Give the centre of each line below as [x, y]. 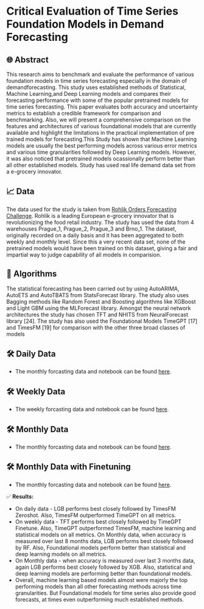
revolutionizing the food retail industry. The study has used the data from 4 [100, 222]
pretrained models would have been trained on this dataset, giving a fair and [102, 248]
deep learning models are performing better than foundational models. [104, 573]
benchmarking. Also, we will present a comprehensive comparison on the [98, 120]
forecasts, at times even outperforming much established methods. [100, 599]
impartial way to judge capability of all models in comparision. [84, 254]
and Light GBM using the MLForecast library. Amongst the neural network [99, 308]
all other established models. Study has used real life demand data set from [101, 165]
